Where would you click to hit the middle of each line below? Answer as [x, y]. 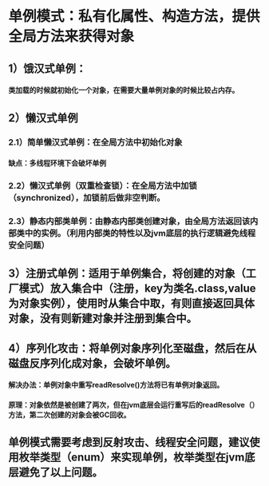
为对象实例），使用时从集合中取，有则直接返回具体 [132, 303]
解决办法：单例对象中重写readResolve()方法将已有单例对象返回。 [116, 385]
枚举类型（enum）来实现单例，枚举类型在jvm [132, 458]
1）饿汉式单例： [47, 68]
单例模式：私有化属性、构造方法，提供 [134, 16]
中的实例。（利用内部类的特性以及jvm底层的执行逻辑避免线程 [140, 233]
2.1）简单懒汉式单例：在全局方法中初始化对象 [95, 142]
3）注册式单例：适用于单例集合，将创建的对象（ [127, 274]
